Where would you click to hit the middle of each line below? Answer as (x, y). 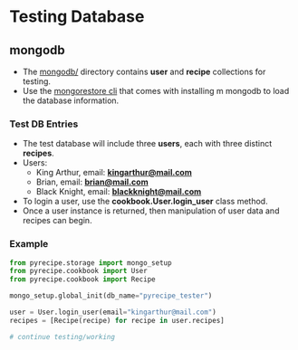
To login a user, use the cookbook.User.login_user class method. (145, 202)
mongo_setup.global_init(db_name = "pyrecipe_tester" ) (111, 296)
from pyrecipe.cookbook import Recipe (82, 279)
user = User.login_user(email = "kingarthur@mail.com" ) (113, 312)
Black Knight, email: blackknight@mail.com (119, 192)
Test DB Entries (44, 124)
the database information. (71, 100)
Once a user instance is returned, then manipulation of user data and (151, 211)
